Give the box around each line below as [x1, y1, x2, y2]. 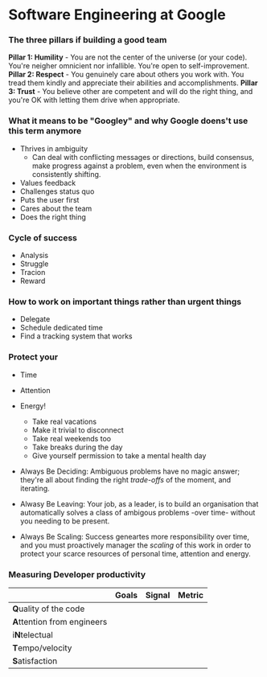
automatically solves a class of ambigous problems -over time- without [19, 507, 256, 517]
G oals [115, 589, 138, 601]
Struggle [19, 259, 49, 269]
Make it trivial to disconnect [31, 425, 125, 435]
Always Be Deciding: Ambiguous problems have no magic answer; [19, 466, 240, 476]
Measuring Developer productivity [8, 568, 146, 580]
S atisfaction [12, 655, 58, 667]
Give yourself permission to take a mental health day [31, 450, 207, 460]
